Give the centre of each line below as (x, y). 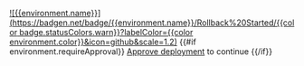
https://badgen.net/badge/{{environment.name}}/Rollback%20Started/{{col (153, 23)
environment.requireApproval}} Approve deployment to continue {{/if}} (141, 52)
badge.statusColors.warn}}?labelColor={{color (106, 32)
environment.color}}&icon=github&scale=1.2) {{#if (103, 42)
